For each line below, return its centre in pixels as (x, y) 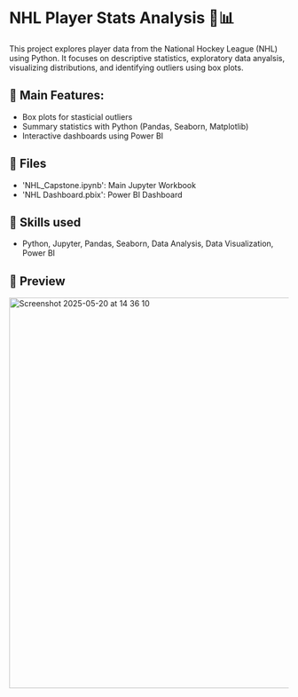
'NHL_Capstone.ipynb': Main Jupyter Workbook (109, 185)
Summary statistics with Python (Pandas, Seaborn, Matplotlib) (135, 126)
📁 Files (28, 164)
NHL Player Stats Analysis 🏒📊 (122, 18)
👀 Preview (37, 281)
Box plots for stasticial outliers (77, 116)
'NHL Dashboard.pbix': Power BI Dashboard (102, 194)
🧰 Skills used (45, 222)
